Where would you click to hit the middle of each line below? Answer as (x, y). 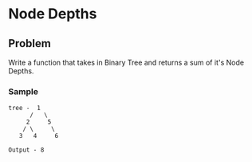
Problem (30, 43)
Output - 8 (26, 150)
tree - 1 (25, 109)
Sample (23, 91)
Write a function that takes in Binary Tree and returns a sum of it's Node (126, 62)
